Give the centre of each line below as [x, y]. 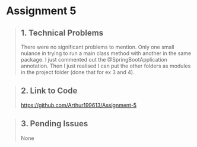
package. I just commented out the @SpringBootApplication [94, 60]
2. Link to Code [49, 91]
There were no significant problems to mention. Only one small [98, 47]
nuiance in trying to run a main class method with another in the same [106, 53]
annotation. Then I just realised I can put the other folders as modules [106, 66]
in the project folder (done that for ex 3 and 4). [77, 72]
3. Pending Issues [54, 124]
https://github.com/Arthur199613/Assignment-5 [79, 105]
